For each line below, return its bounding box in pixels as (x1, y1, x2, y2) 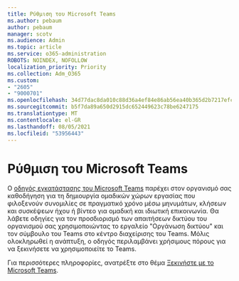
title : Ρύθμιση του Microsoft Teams (7, 10, 116, 18)
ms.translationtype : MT (7, 110, 78, 117)
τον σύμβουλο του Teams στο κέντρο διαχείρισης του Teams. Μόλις (7, 230, 210, 238)
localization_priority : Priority (7, 63, 107, 71)
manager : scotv (7, 30, 53, 38)
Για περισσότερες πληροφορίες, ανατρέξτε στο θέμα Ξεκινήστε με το (7, 258, 215, 267)
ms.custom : (7, 76, 40, 84)
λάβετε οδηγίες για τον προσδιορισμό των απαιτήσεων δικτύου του (7, 215, 208, 223)
